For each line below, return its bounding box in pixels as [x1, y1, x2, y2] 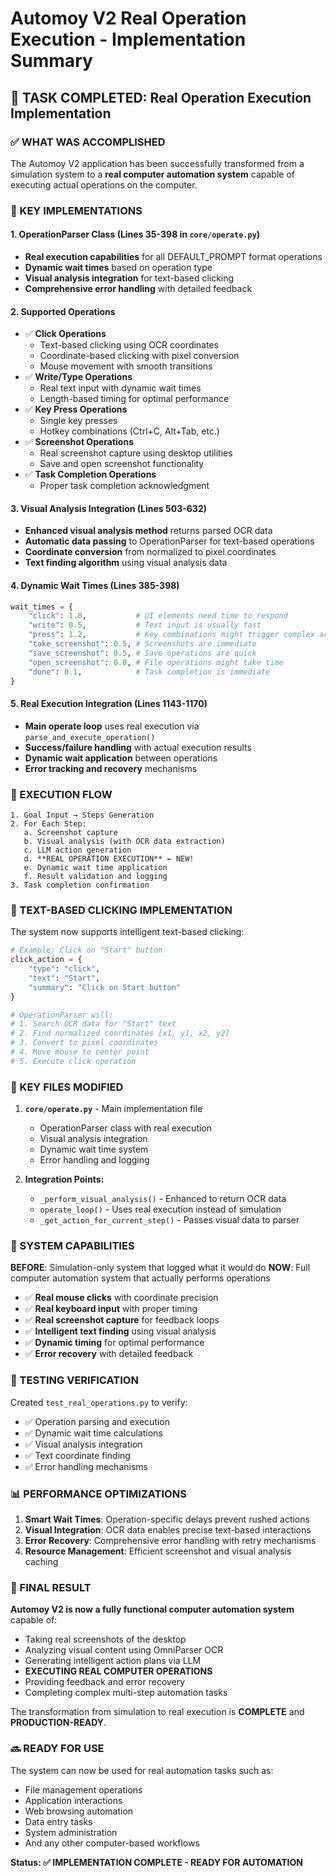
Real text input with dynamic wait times [39, 382, 202, 394]
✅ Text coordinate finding [24, 1449, 131, 1461]
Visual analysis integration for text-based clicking [24, 272, 235, 284]
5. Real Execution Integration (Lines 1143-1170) [10, 698, 208, 710]
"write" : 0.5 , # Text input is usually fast [28, 620, 262, 631]
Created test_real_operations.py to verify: [10, 1396, 188, 1408]
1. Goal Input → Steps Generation [10, 810, 155, 820]
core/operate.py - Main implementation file [24, 1103, 203, 1115]
